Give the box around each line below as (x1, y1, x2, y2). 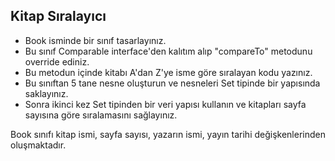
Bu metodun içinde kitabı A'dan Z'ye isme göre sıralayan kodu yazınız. (24, 66, 313, 78)
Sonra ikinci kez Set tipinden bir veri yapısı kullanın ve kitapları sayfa (24, 98, 307, 110)
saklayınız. (24, 87, 69, 99)
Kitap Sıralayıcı (10, 8, 107, 25)
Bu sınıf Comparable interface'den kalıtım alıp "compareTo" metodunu (24, 45, 313, 57)
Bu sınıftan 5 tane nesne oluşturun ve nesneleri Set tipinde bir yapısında (24, 77, 321, 89)
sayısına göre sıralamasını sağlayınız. (24, 109, 178, 121)
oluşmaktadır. (10, 139, 67, 151)
